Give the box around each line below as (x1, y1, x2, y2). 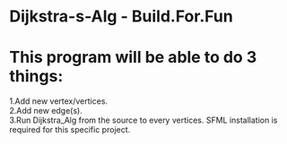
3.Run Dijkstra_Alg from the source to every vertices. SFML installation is (9, 114, 278, 126)
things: (9, 66, 64, 87)
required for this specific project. (9, 124, 131, 135)
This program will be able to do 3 (9, 47, 257, 68)
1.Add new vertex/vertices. (9, 96, 109, 106)
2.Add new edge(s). (9, 106, 83, 116)
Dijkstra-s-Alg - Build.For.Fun (9, 6, 233, 27)
